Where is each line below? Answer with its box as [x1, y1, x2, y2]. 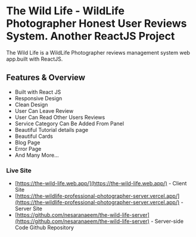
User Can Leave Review [14, 107, 74, 114]
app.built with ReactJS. [6, 55, 63, 62]
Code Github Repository [14, 224, 74, 231]
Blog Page [14, 138, 41, 146]
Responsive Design [14, 94, 63, 102]
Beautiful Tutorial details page [14, 126, 88, 133]
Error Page [14, 145, 42, 152]
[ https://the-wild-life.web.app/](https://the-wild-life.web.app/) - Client [14, 180, 187, 187]
